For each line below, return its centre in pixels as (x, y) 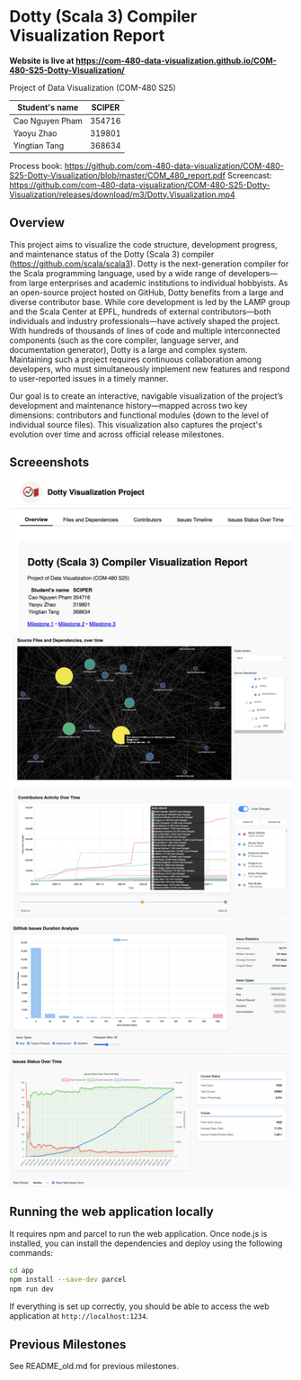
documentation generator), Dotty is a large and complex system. (128, 349)
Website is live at (42, 60)
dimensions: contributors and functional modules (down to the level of (139, 415)
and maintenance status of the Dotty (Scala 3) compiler (112, 254)
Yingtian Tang (39, 146)
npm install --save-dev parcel (68, 1280)
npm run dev (31, 1289)
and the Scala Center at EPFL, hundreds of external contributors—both (140, 311)
